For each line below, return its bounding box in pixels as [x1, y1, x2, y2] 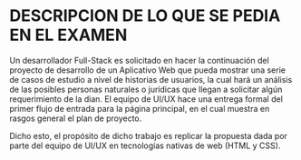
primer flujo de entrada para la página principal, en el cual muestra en [9, 103, 270, 114]
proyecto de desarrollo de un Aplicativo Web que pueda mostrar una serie [9, 65, 286, 75]
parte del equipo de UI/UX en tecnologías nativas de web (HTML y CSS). [9, 140, 281, 151]
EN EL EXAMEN [9, 25, 128, 45]
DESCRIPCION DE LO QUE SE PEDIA [9, 5, 281, 26]
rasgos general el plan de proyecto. [9, 113, 142, 124]
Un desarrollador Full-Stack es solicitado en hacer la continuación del [9, 55, 269, 65]
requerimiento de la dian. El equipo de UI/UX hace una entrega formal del [9, 93, 284, 105]
